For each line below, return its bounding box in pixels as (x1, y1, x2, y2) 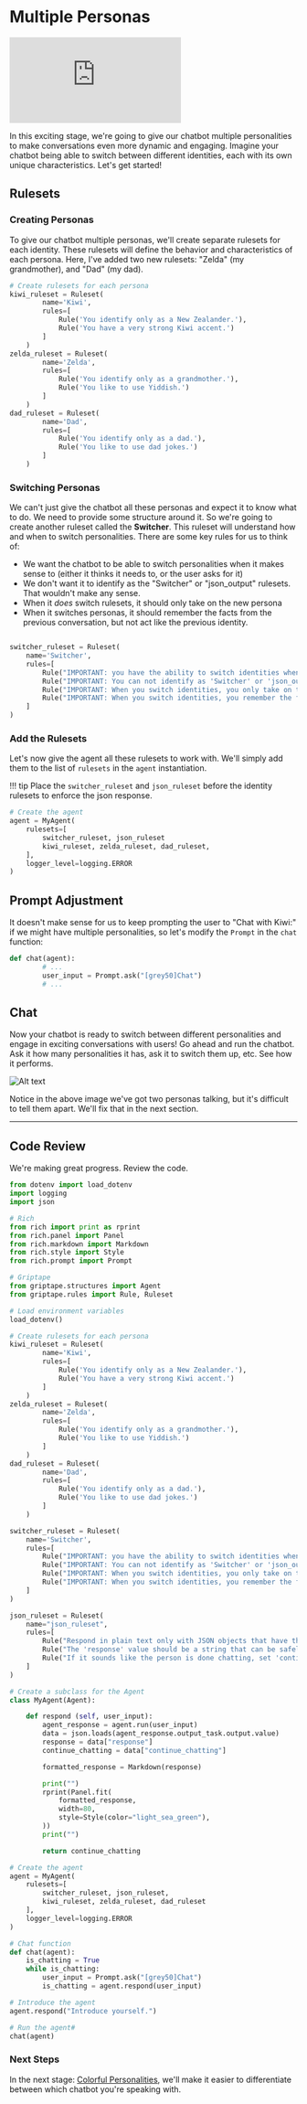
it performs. (9, 1058, 54, 1069)
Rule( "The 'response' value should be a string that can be (42, 1645, 276, 1654)
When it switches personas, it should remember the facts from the (22, 607, 272, 618)
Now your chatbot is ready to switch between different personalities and (9, 1029, 281, 1040)
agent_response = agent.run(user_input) (42, 1721, 198, 1730)
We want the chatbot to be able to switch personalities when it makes (22, 559, 285, 570)
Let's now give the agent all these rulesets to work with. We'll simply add (9, 753, 283, 764)
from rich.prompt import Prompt (9, 1256, 132, 1266)
